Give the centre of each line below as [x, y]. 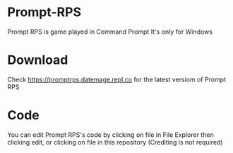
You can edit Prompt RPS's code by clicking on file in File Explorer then [110, 135]
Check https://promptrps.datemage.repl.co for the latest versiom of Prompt [117, 79]
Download [38, 60]
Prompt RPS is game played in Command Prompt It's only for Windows [110, 32]
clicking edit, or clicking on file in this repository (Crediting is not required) [115, 142]
